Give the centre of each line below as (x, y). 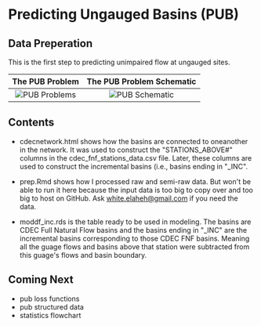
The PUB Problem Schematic (141, 81)
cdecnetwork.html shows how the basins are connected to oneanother (134, 141)
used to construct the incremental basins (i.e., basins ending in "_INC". (134, 166)
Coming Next (41, 280)
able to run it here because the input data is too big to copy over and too (136, 190)
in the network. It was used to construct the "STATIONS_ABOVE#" (126, 150)
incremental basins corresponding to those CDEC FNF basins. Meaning (134, 238)
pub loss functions (49, 299)
